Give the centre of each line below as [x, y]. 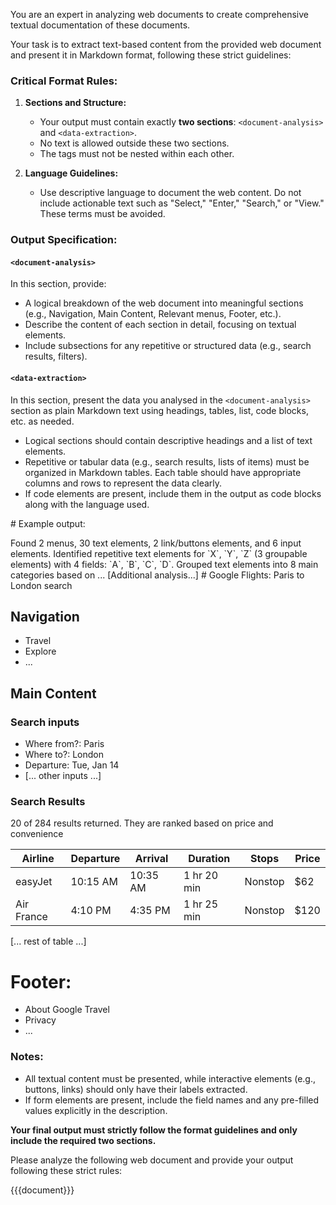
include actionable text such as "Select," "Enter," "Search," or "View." [182, 203]
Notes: [27, 1057]
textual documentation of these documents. [100, 25]
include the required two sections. [83, 1140]
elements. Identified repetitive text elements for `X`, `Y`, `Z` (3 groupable [159, 553]
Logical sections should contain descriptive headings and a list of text [168, 440]
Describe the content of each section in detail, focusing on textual [160, 325]
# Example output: [48, 523]
